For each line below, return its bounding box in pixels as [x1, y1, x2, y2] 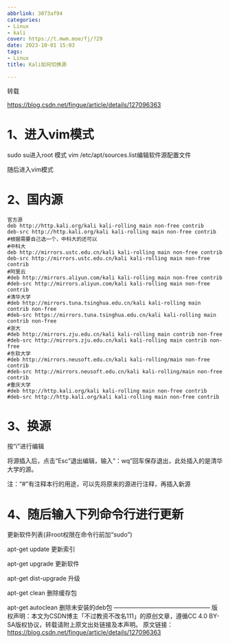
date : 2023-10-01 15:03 [7, 42, 76, 49]
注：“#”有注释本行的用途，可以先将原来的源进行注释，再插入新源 [7, 480, 191, 488]
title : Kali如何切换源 [7, 61, 67, 68]
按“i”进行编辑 [7, 442, 45, 450]
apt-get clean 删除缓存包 [7, 589, 78, 597]
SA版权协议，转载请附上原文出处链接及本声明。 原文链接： [7, 620, 174, 629]
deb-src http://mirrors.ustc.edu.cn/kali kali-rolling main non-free [7, 255, 211, 261]
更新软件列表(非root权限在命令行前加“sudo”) [7, 530, 133, 539]
